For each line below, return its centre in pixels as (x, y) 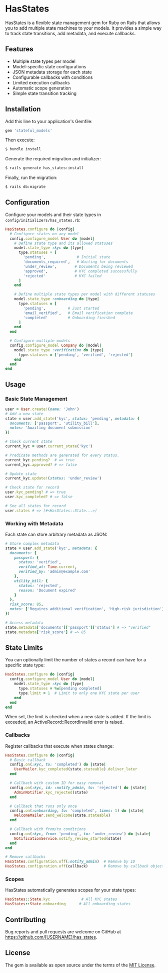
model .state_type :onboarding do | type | (57, 299)
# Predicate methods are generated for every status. (62, 455)
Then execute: (20, 140)
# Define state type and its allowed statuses (63, 243)
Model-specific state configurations (49, 66)
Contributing (25, 919)
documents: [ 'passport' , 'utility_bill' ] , (54, 423)
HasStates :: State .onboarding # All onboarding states (68, 904)
